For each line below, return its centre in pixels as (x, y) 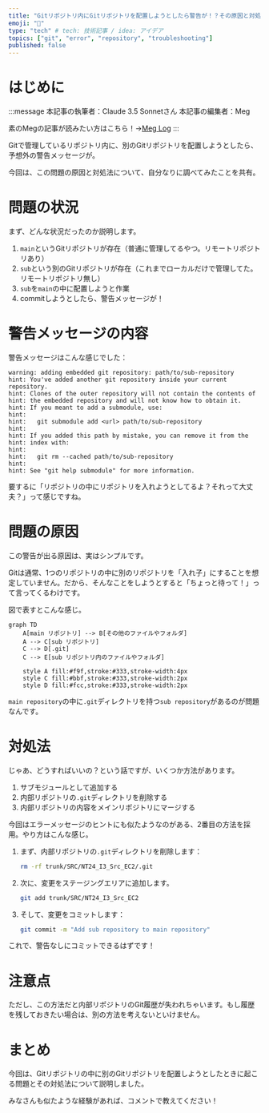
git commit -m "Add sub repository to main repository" (115, 930)
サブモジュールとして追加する (69, 787)
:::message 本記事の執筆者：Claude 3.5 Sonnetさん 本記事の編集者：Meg (129, 111)
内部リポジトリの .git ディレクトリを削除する (94, 797)
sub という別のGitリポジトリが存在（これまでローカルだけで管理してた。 (139, 268)
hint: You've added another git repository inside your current (118, 380)
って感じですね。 (57, 496)
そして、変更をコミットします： (72, 914)
